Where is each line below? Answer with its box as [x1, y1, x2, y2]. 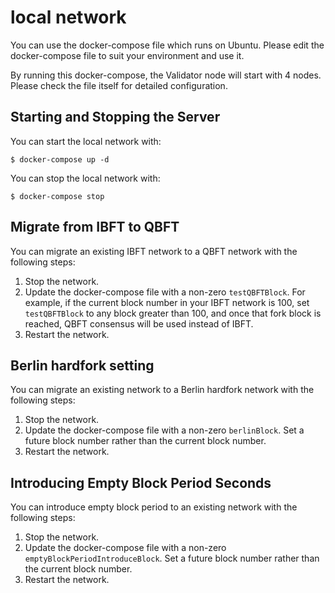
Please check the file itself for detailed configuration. [10, 79, 228, 91]
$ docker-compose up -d [10, 154, 110, 165]
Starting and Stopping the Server [10, 109, 221, 126]
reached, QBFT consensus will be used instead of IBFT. [24, 317, 254, 330]
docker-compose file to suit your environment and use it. [10, 49, 245, 61]
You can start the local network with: [10, 135, 162, 147]
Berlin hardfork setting [10, 357, 155, 374]
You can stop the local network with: [10, 172, 161, 184]
